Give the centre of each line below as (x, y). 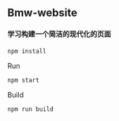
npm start (24, 80)
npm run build (31, 109)
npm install (27, 51)
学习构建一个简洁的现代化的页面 (59, 34)
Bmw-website (43, 13)
